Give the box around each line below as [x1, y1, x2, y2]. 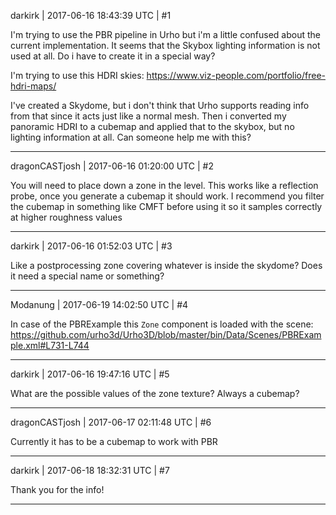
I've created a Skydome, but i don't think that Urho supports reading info [10, 100, 310, 111]
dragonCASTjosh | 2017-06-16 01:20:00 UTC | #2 [10, 160, 214, 172]
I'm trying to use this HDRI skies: [10, 70, 145, 81]
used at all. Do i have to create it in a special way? [10, 50, 216, 62]
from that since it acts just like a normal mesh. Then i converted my [10, 110, 287, 122]
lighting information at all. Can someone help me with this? [10, 131, 252, 143]
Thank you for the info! [10, 484, 105, 495]
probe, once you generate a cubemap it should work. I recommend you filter [10, 190, 325, 202]
